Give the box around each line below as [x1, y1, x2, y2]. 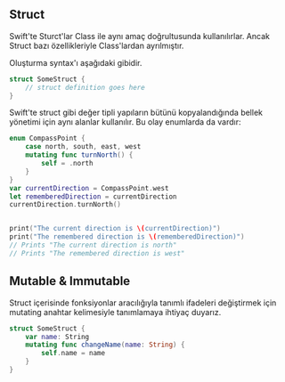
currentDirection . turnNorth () [9, 200, 122, 209]
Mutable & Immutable [9, 273, 131, 289]
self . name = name [41, 349, 105, 358]
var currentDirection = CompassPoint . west [9, 183, 169, 192]
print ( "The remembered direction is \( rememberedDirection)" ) [9, 232, 245, 241]
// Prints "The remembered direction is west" [9, 248, 185, 257]
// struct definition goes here [25, 83, 145, 92]
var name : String [25, 332, 90, 341]
